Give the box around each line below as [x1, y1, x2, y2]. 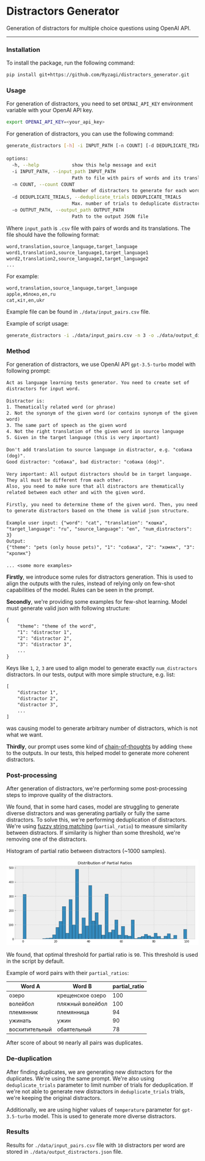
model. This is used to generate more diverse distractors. [32, 1112, 176, 1120]
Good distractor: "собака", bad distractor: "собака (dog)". [6, 459, 165, 465]
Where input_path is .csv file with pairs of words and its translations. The [6, 224, 191, 232]
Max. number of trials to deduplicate [71, 201, 171, 207]
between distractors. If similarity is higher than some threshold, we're [6, 829, 181, 837]
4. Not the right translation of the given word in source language [6, 428, 184, 434]
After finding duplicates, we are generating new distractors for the [6, 1068, 173, 1076]
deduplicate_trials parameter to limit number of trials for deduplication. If [6, 1081, 193, 1088]
